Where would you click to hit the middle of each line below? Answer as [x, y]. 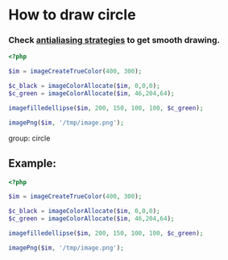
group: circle [29, 138]
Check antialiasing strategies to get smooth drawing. [114, 40]
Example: [32, 164]
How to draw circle [72, 15]
